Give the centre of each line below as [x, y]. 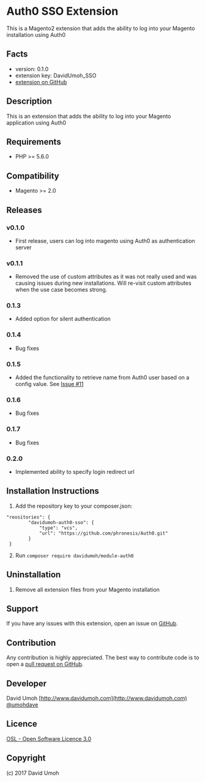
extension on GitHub [41, 82]
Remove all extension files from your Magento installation [88, 589]
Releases [24, 210]
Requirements [34, 141]
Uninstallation [34, 575]
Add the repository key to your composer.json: [74, 506]
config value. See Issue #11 [49, 384]
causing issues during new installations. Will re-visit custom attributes [103, 283]
